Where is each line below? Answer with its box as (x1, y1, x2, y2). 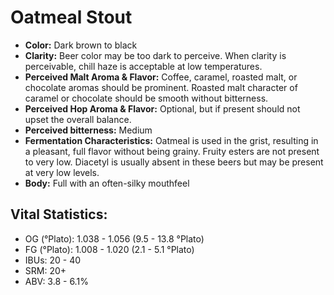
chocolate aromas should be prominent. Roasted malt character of (24, 81, 298, 93)
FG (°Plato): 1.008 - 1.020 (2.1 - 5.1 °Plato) (24, 243, 195, 255)
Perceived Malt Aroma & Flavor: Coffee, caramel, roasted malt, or (24, 71, 298, 83)
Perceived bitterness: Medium (24, 124, 153, 136)
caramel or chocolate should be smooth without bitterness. (24, 92, 269, 104)
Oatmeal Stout (10, 6, 133, 29)
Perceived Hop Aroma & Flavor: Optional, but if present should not (24, 102, 301, 115)
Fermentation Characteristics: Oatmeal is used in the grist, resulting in (24, 134, 319, 146)
